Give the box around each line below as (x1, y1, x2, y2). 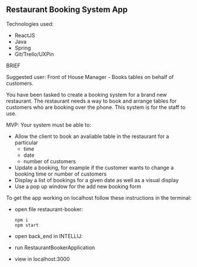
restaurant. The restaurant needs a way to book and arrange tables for (6, 97, 177, 104)
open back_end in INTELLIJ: (14, 232, 83, 239)
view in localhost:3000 (14, 255, 70, 262)
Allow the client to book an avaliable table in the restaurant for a (14, 133, 169, 140)
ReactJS (14, 32, 35, 39)
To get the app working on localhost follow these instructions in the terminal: (6, 194, 192, 201)
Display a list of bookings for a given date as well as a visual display (14, 176, 179, 183)
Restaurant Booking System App (6, 5, 128, 15)
